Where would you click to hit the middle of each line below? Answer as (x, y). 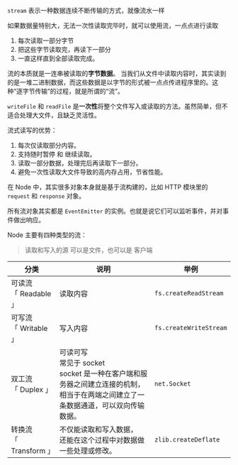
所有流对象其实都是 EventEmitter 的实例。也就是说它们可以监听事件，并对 (115, 211)
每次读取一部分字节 (46, 40)
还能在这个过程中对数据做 (102, 440)
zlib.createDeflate (187, 440)
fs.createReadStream (189, 293)
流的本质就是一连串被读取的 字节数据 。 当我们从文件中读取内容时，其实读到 (117, 73)
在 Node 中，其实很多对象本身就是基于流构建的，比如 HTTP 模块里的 (108, 187)
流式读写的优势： (32, 130)
